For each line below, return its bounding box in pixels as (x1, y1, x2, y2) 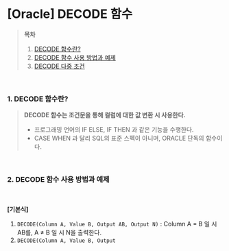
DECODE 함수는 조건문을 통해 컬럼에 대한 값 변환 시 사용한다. (23, 111, 186, 119)
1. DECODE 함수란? (7, 94, 69, 104)
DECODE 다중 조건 (34, 62, 85, 70)
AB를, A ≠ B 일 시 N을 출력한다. (16, 228, 101, 237)
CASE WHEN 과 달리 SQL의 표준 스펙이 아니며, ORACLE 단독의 (34, 134, 204, 143)
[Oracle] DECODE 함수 (7, 6, 133, 22)
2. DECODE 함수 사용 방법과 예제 (7, 175, 110, 184)
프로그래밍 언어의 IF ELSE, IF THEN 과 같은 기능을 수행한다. (34, 125, 194, 134)
